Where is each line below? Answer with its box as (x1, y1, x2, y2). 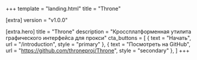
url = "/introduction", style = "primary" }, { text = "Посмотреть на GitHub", (5, 41, 191, 48)
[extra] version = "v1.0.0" (5, 17, 68, 23)
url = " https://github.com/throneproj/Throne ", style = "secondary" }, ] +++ (5, 47, 190, 54)
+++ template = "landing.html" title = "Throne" (5, 5, 121, 12)
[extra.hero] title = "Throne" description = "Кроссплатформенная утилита (5, 28, 192, 35)
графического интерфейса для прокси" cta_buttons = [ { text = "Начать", (5, 34, 191, 41)
